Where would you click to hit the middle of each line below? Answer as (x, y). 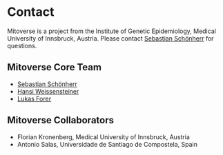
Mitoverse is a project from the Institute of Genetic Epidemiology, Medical (111, 31)
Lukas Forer (34, 99)
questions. (22, 45)
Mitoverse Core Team (55, 67)
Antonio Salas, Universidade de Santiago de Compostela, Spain (107, 144)
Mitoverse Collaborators (60, 120)
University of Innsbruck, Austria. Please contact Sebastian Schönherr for (110, 38)
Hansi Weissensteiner (48, 91)
